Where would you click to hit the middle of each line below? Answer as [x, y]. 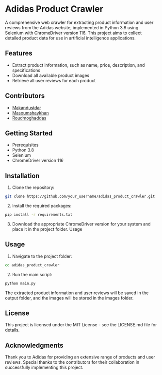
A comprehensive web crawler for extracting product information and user [79, 22]
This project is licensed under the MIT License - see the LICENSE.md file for [81, 325]
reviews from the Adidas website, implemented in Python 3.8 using [72, 27]
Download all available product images [51, 75]
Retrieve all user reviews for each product [54, 80]
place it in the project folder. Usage [47, 229]
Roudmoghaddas [29, 118]
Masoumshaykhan [30, 112]
